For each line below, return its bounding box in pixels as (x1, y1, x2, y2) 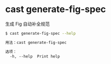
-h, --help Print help (10, 54, 60, 59)
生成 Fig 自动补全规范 (5, 21, 50, 27)
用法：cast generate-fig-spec (5, 40, 67, 45)
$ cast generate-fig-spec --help (5, 31, 76, 36)
